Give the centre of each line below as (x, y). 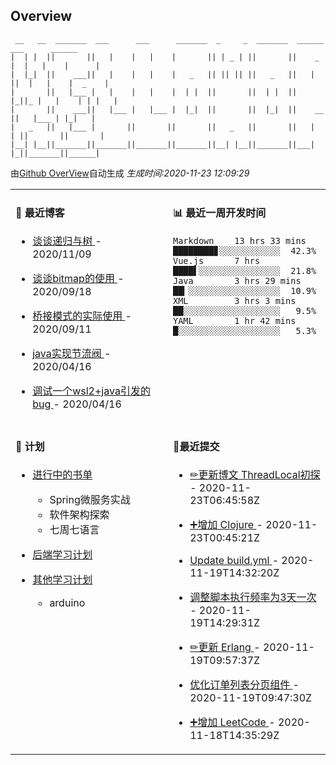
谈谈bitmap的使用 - (78, 279)
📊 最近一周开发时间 (220, 213)
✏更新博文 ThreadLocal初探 (255, 475)
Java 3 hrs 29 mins (237, 281)
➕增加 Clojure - (226, 525)
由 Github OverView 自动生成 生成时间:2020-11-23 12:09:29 (130, 173)
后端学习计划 (62, 555)
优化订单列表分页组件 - (244, 685)
